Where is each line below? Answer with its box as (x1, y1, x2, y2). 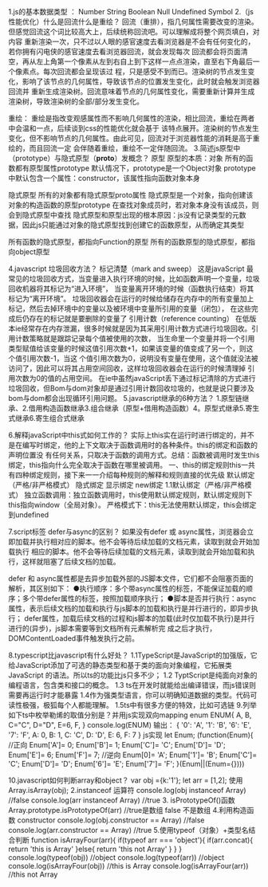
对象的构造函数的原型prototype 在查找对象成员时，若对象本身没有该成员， (8, 200, 253, 210)
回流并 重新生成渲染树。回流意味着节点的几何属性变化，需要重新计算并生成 (8, 87, 255, 96)
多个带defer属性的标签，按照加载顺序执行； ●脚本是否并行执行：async (22, 594, 257, 603)
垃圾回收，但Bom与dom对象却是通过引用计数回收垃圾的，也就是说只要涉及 (8, 383, 255, 393)
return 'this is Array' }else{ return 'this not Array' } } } (8, 844, 182, 854)
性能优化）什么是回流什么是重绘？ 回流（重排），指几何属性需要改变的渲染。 (8, 17, 258, 26)
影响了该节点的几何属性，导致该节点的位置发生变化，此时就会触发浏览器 (22, 77, 260, 86)
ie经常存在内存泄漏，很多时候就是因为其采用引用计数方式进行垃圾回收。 (14, 324, 252, 333)
